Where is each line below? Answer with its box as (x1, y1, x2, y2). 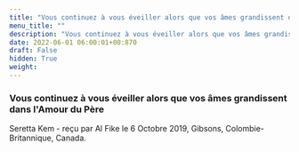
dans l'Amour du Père (9, 103, 105, 116)
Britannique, (9, 132, 54, 143)
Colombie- (225, 124, 265, 134)
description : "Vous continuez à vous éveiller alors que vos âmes (9, 29, 261, 38)
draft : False (9, 46, 58, 55)
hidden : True (9, 54, 58, 63)
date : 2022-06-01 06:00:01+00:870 (9, 37, 138, 47)
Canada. (55, 132, 87, 143)
